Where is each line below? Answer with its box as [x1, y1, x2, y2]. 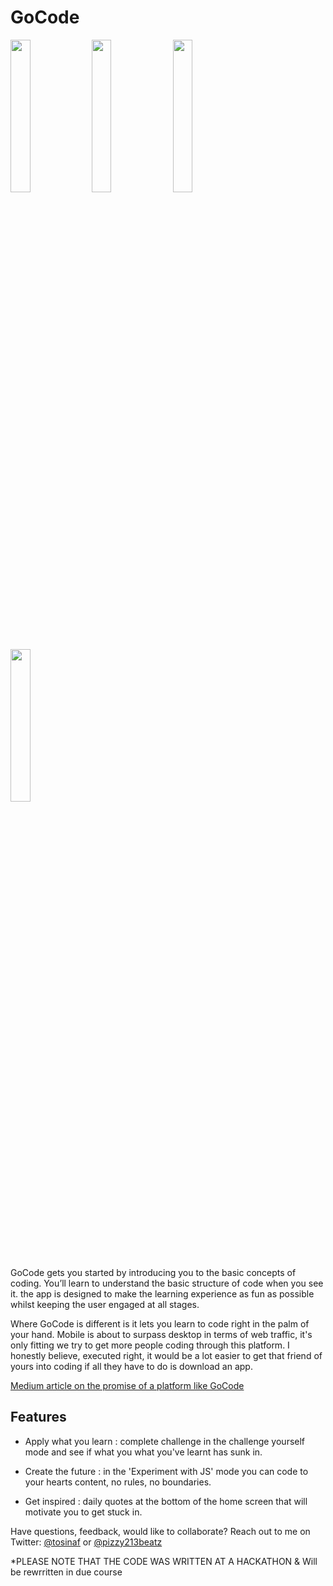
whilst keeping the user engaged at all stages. [10, 1298, 200, 1310]
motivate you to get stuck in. [24, 1506, 143, 1518]
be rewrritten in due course [10, 1566, 123, 1578]
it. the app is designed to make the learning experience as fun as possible [10, 1287, 315, 1300]
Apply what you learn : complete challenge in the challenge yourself [24, 1435, 306, 1447]
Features [10, 1409, 67, 1426]
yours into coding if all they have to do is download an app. [10, 1360, 253, 1372]
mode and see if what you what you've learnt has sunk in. [24, 1446, 263, 1458]
